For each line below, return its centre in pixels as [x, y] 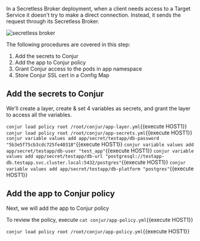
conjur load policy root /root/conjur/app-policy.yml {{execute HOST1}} [98, 231]
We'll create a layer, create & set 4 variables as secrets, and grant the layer [99, 108]
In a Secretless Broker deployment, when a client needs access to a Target [98, 9]
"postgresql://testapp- [135, 156]
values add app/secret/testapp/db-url [54, 156]
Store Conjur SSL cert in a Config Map [62, 75]
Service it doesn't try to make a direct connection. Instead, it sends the [94, 15]
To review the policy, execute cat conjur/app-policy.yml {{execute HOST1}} [100, 219]
